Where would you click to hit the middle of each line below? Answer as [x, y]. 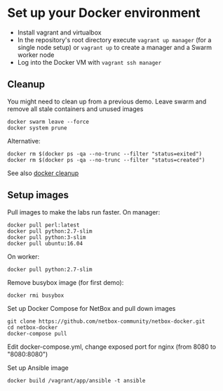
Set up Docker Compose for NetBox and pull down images [92, 308]
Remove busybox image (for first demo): [66, 282]
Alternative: [24, 141]
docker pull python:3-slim [47, 237]
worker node [36, 55]
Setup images [38, 195]
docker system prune [38, 128]
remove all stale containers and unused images [75, 109]
